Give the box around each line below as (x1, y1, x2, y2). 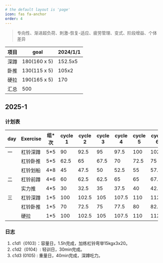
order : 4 (5, 16, 23, 21)
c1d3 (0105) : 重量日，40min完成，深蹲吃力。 (12, 253, 103, 259)
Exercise (21, 135, 42, 142)
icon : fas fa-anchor (5, 12, 47, 17)
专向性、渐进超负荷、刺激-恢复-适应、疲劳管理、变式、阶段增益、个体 (16, 30, 157, 36)
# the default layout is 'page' (5, 7, 70, 12)
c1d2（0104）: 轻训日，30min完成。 (12, 246, 85, 252)
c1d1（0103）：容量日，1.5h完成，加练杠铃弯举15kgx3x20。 (12, 241, 130, 246)
